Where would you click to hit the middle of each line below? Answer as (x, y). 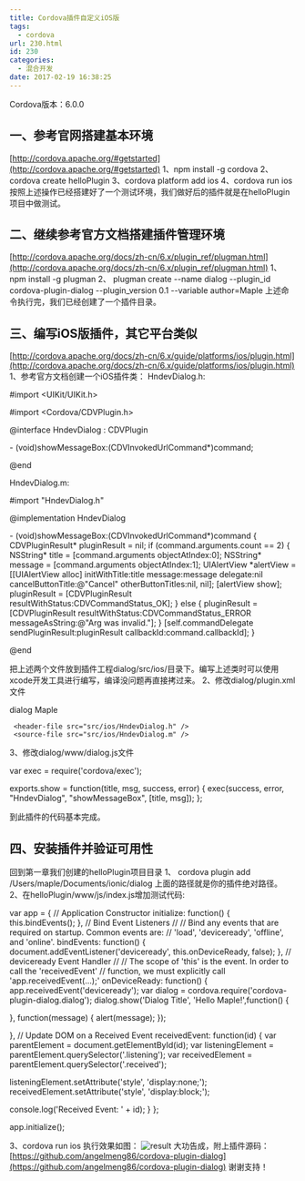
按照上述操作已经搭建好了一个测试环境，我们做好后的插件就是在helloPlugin (150, 191)
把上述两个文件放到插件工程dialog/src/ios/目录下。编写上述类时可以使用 (144, 669)
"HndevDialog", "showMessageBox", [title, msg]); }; (106, 799)
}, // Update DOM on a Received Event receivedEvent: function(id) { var (143, 1035)
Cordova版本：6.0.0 (47, 104)
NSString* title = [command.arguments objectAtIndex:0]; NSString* (136, 555)
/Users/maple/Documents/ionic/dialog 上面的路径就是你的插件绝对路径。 (146, 883)
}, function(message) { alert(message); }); (88, 1018)
